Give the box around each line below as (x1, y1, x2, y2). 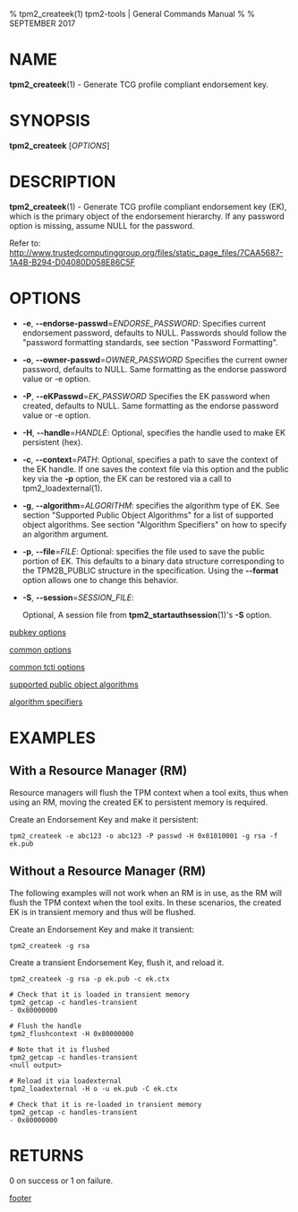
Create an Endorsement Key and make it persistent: (9, 814, 200, 824)
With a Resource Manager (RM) (9, 763, 188, 779)
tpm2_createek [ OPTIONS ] (9, 140, 110, 151)
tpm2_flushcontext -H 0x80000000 (9, 1029, 134, 1038)
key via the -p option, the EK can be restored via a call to (21, 473, 232, 484)
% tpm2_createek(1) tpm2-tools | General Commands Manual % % (9, 9, 255, 19)
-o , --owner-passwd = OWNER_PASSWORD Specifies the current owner (21, 354, 288, 365)
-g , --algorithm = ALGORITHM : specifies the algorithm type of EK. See (21, 500, 280, 510)
